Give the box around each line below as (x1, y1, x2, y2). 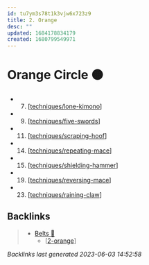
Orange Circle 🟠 (7, 67, 104, 83)
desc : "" (7, 23, 33, 30)
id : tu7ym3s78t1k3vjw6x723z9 (7, 10, 91, 17)
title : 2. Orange (7, 17, 58, 24)
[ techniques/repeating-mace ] (27, 146, 112, 155)
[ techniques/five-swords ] (27, 117, 100, 126)
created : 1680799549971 (7, 36, 76, 43)
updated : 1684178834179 (7, 29, 76, 37)
